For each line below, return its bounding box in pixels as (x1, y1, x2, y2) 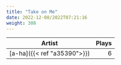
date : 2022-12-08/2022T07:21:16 (6, 14, 87, 20)
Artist (41, 39, 58, 48)
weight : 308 (6, 20, 36, 26)
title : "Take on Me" (6, 8, 58, 15)
